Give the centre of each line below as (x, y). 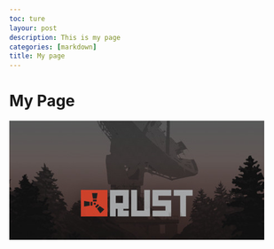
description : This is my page (65, 37)
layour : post (33, 28)
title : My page (37, 56)
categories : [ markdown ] (53, 47)
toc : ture (27, 19)
